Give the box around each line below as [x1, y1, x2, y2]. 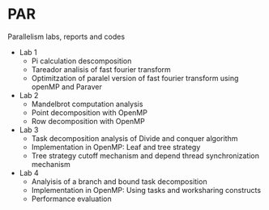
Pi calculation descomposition [31, 56, 132, 66]
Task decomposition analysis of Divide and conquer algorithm [31, 133, 238, 143]
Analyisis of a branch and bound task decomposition [31, 176, 207, 186]
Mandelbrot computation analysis [31, 99, 143, 109]
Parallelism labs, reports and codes [7, 32, 126, 41]
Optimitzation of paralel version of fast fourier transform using [31, 73, 239, 83]
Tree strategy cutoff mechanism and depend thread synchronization [31, 151, 260, 161]
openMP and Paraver [31, 82, 102, 92]
